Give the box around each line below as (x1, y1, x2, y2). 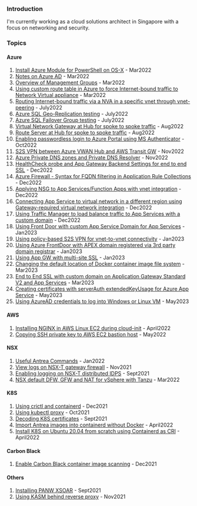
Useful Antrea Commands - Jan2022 (15, 357, 105, 364)
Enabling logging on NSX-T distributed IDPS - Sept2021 (15, 369, 149, 377)
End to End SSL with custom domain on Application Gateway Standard (15, 273, 186, 280)
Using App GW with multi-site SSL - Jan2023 (15, 254, 125, 261)
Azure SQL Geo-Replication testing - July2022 (15, 111, 128, 118)
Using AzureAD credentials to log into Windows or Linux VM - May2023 (15, 298, 189, 305)
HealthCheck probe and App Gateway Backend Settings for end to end (15, 161, 187, 168)
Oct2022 (15, 142, 37, 149)
